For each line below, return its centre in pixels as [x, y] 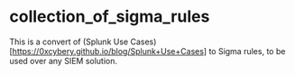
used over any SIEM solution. [64, 61]
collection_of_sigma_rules [110, 17]
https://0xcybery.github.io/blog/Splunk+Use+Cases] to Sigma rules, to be [149, 51]
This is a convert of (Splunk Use [69, 42]
